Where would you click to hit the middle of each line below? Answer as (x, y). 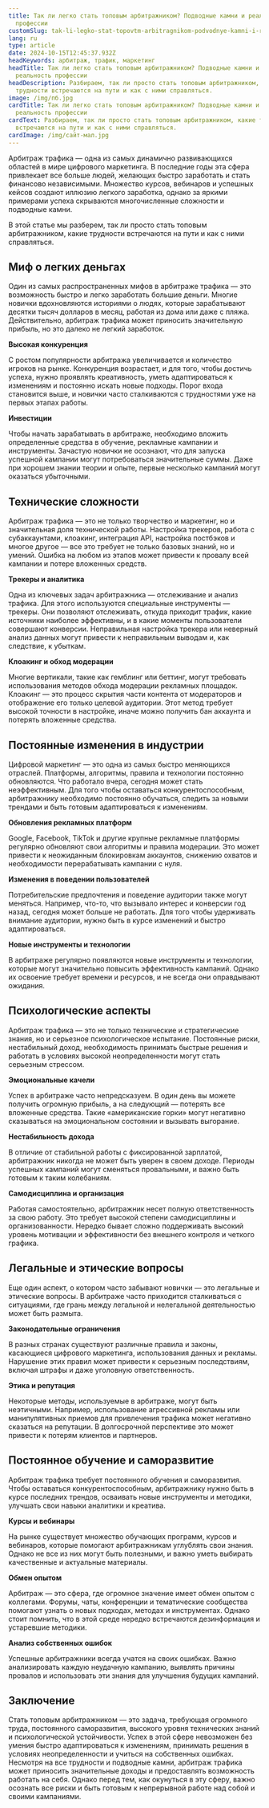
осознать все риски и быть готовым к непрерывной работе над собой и (132, 1788)
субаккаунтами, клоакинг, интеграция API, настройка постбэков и (122, 538)
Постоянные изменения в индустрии (106, 745)
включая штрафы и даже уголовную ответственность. (101, 1370)
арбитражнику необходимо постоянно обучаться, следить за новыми (128, 799)
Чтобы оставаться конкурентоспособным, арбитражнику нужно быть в (131, 1488)
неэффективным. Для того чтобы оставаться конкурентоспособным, (126, 790)
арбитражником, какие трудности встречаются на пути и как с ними (126, 233)
